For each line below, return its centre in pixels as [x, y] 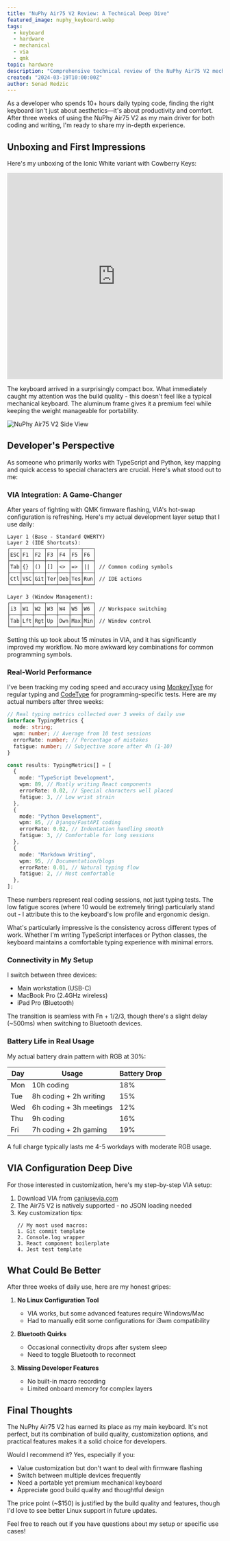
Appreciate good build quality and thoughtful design [90, 1490]
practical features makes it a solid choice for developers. [87, 1441]
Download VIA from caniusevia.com [67, 1198]
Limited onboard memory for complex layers [90, 1388]
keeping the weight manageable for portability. [73, 411]
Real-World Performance [50, 672]
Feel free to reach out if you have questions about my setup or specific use [113, 1524]
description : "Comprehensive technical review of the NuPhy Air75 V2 [108, 71]
